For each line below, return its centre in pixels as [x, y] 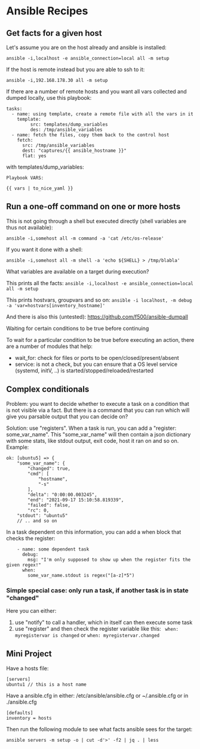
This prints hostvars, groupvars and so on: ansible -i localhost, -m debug [99, 299]
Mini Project [29, 654]
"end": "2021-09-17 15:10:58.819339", [76, 500]
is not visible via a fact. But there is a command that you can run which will [98, 410]
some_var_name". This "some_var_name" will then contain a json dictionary [99, 434]
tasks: [14, 109]
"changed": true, [49, 468]
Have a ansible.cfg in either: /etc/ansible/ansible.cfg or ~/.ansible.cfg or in [97, 695]
